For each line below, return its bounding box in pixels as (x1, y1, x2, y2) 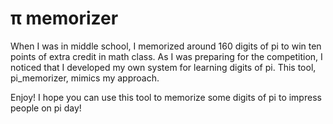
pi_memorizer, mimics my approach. (10, 72, 160, 84)
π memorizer (10, 7, 119, 30)
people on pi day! (10, 102, 82, 114)
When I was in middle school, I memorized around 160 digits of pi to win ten (10, 40, 322, 52)
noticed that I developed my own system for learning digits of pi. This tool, (10, 61, 317, 73)
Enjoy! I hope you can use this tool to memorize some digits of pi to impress (10, 91, 322, 103)
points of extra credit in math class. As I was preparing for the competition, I (10, 50, 323, 62)
